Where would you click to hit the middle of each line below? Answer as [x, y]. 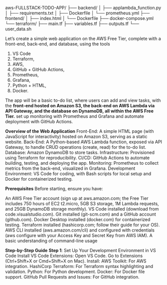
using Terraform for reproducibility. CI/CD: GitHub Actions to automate [78, 158]
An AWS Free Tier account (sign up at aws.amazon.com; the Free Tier [77, 198]
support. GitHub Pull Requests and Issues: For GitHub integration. [72, 277]
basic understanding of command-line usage [51, 241]
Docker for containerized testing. [39, 179]
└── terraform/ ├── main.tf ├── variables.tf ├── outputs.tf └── [72, 23]
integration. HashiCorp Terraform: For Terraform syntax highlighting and [79, 266]
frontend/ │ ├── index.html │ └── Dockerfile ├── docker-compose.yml [79, 18]
